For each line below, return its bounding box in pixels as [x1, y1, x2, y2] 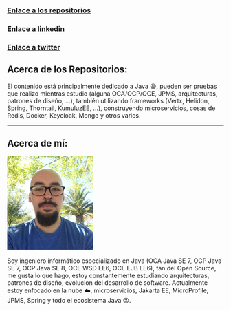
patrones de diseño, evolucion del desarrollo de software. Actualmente [7, 279, 208, 287]
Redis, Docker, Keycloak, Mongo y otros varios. [7, 111, 141, 119]
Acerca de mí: [7, 137, 68, 149]
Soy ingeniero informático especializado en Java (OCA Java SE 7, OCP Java [7, 257, 222, 265]
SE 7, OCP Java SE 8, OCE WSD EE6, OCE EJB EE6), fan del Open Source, [7, 264, 217, 272]
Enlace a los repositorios [7, 6, 91, 15]
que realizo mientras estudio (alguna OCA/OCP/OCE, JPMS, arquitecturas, [7, 89, 218, 98]
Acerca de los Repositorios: [7, 64, 128, 76]
